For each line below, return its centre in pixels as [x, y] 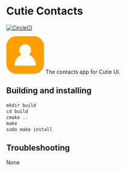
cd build [17, 111]
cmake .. [17, 117]
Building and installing [49, 91]
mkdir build [21, 105]
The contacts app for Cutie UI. [83, 72]
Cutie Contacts [45, 11]
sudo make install [29, 129]
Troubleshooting [38, 148]
